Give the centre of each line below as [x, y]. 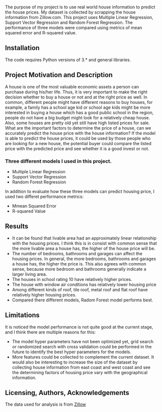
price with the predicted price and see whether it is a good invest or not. [77, 148]
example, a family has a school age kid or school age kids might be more [78, 107]
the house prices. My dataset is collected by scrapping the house [70, 12]
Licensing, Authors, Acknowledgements [67, 393]
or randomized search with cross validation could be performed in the [82, 346]
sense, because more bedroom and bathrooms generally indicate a [79, 269]
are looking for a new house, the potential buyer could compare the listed [78, 143]
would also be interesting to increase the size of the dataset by [75, 362]
